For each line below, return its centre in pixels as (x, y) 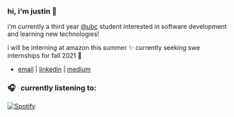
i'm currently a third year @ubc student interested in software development (117, 27)
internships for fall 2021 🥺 (45, 56)
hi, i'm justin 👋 (32, 11)
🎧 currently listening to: (52, 88)
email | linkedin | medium (54, 69)
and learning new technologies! (53, 34)
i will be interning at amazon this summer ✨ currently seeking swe (104, 48)
